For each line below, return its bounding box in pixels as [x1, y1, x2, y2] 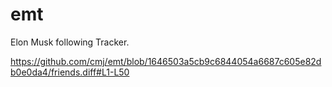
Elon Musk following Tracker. [10, 36, 130, 48]
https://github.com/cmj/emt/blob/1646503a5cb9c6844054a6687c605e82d [10, 55, 322, 67]
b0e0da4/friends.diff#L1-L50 [10, 66, 130, 78]
